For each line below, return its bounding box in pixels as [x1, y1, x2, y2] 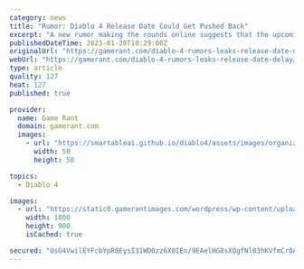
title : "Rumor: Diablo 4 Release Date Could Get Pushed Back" [9, 22, 249, 31]
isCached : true [25, 230, 83, 239]
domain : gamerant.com [17, 122, 100, 131]
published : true [9, 88, 71, 97]
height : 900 [25, 222, 71, 231]
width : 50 [33, 147, 71, 156]
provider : [9, 105, 47, 114]
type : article [9, 64, 63, 73]
